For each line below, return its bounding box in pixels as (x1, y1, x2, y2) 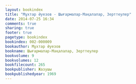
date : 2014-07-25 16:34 (5, 16, 54, 21)
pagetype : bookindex (5, 35, 48, 40)
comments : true (5, 21, 37, 26)
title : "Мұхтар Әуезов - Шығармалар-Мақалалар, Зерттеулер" (5, 12, 132, 17)
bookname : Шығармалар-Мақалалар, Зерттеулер (5, 48, 98, 53)
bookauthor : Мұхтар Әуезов (5, 44, 61, 49)
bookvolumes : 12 (5, 58, 39, 63)
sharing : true (5, 26, 35, 31)
